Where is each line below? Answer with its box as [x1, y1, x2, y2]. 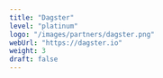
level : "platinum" [9, 22, 78, 30]
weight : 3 [9, 47, 47, 56]
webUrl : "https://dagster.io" [9, 38, 123, 48]
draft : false [9, 55, 59, 64]
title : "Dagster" [9, 13, 75, 22]
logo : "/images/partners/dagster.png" [9, 30, 155, 39]
